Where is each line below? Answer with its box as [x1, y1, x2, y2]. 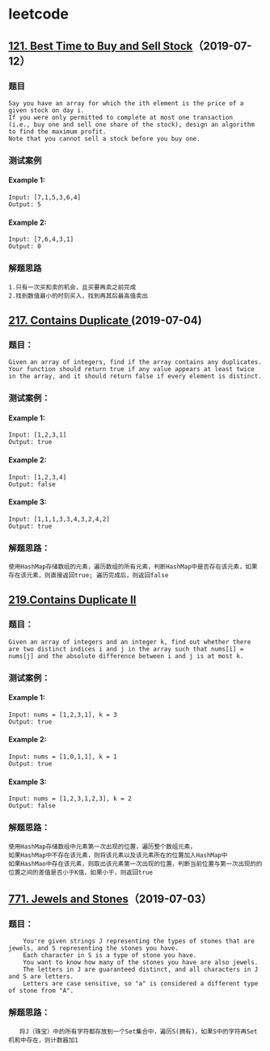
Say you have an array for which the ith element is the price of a [8, 99, 244, 108]
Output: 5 [8, 200, 42, 209]
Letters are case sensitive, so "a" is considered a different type [23, 980, 259, 988]
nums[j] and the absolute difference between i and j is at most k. [8, 652, 244, 660]
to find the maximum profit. [8, 127, 107, 136]
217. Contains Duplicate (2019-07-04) [8, 313, 202, 327]
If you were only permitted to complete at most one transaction [8, 113, 233, 121]
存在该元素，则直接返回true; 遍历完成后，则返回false [8, 572, 169, 580]
